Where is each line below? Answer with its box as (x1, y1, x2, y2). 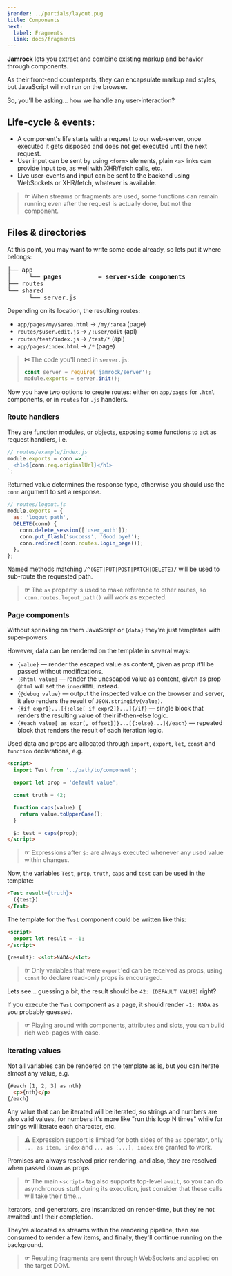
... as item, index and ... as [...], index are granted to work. (23, 1143, 213, 1152)
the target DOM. (23, 1261, 70, 1270)
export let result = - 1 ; (13, 935, 85, 942)
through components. (7, 62, 69, 71)
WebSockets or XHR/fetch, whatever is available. (17, 178, 157, 187)
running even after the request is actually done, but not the (23, 199, 192, 207)
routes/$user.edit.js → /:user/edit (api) (17, 327, 137, 335)
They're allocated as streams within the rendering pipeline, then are (7, 1226, 200, 1235)
